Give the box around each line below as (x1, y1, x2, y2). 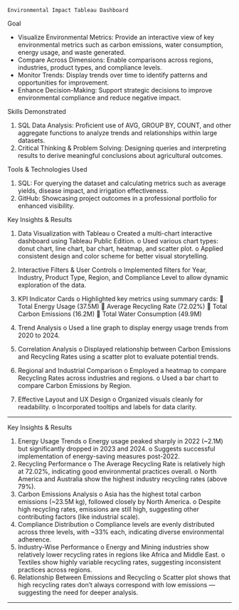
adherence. (17, 535, 52, 544)
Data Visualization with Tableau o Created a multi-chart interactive (17, 229, 213, 238)
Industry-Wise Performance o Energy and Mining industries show (17, 543, 210, 551)
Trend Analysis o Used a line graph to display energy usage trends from (17, 324, 229, 332)
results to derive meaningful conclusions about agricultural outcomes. (17, 152, 223, 159)
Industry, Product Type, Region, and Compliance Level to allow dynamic (17, 273, 229, 281)
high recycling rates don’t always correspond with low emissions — (17, 581, 216, 589)
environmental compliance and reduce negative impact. (17, 93, 181, 102)
